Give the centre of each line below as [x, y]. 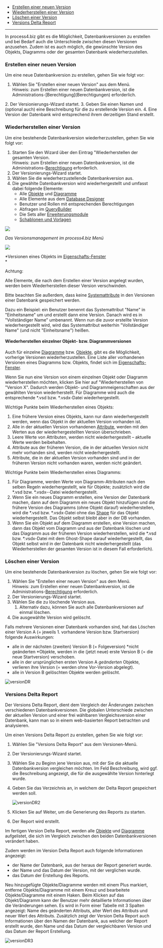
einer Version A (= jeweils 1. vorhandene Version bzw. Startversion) [72, 632]
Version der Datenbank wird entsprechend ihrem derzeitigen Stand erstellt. [80, 115]
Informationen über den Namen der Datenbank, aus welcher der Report [76, 921]
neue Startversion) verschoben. [44, 657]
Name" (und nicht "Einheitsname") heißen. [47, 330]
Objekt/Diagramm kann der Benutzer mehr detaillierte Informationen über [78, 900]
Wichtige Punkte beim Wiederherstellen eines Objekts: [59, 407]
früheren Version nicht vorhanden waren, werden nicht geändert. [77, 463]
